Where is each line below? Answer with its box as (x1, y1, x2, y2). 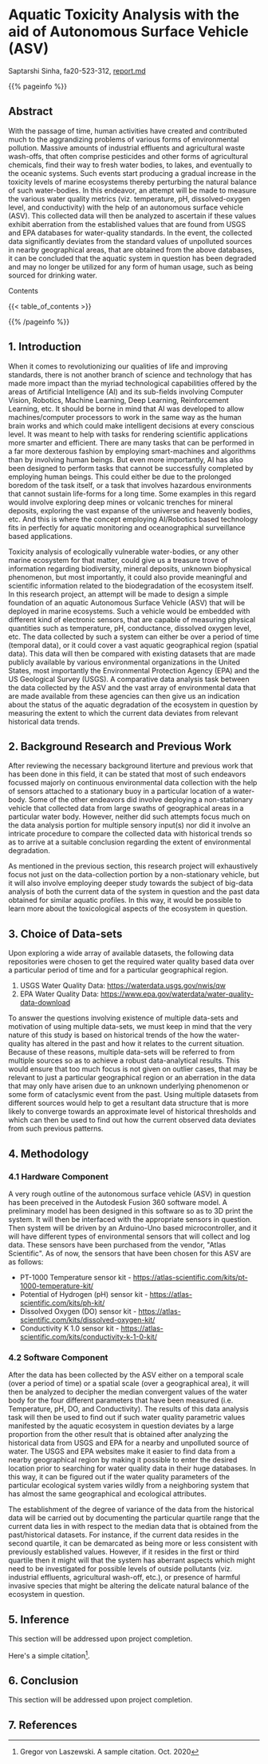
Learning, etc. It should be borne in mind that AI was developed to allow (8, 404, 245, 413)
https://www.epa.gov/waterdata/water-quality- (100, 989, 254, 999)
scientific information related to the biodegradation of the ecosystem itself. (8, 581, 254, 590)
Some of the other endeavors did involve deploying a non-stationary (28, 795, 254, 804)
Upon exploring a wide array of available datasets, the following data (8, 948, 234, 958)
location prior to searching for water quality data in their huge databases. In (8, 1463, 257, 1473)
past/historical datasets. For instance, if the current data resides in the (8, 1530, 239, 1540)
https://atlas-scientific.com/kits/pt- (132, 1272, 249, 1282)
